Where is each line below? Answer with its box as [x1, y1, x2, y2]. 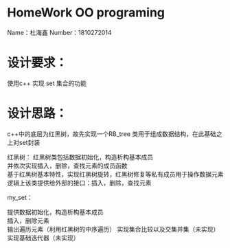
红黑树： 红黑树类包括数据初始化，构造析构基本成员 [7, 153, 153, 161]
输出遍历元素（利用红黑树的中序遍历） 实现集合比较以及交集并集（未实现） [7, 225, 220, 233]
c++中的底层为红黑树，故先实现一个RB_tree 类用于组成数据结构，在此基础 [7, 129, 216, 138]
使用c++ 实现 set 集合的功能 [7, 79, 87, 87]
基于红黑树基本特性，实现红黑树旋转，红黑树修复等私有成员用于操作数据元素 [7, 170, 224, 178]
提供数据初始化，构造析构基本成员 [7, 207, 104, 216]
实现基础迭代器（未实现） [7, 234, 80, 242]
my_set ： [7, 193, 33, 201]
